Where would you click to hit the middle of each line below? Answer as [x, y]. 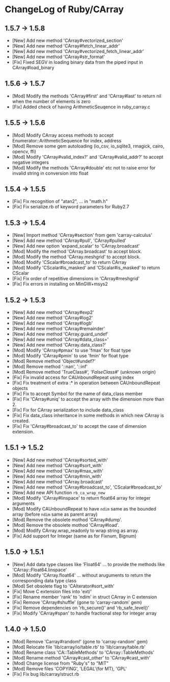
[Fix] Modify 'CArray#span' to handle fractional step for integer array [84, 613]
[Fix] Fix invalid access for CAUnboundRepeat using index [73, 377]
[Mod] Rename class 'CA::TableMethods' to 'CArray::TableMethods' [83, 652]
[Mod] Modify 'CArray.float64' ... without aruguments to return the [81, 575]
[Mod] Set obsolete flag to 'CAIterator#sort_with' [63, 586]
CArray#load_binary [33, 68]
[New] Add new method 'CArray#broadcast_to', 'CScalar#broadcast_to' [87, 487]
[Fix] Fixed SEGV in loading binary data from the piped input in [78, 62]
